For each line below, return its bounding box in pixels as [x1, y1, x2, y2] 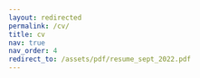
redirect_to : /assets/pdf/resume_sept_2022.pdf [8, 55, 192, 64]
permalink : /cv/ [8, 22, 70, 30]
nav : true [8, 38, 46, 48]
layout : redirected [8, 13, 82, 22]
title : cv [8, 30, 46, 39]
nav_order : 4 [8, 47, 58, 56]
